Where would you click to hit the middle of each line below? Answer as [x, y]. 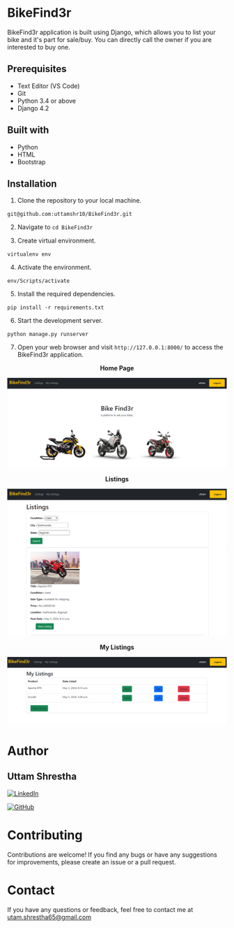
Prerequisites [37, 69]
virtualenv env [29, 254]
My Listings [117, 647]
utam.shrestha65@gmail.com [49, 917]
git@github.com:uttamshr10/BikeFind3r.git [70, 215]
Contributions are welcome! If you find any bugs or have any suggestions [112, 855]
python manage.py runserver [48, 334]
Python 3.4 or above [47, 101]
